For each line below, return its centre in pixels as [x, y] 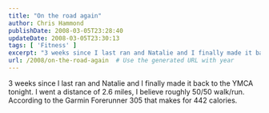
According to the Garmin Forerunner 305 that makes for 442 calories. [123, 100]
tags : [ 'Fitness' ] [43, 46]
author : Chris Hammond [46, 23]
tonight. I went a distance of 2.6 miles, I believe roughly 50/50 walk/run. [126, 91]
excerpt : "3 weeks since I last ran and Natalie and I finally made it [130, 53]
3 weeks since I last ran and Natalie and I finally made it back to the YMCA [131, 83]
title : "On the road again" [55, 16]
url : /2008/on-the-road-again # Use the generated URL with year [121, 61]
